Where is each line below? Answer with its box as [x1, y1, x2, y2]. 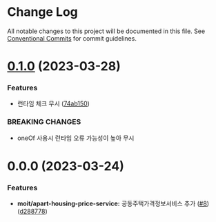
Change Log [7, 4, 78, 20]
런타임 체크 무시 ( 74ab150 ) [17, 99, 90, 108]
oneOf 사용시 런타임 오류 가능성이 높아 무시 [17, 134, 135, 142]
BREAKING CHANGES [7, 117, 81, 127]
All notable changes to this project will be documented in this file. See [7, 27, 206, 35]
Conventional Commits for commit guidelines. [7, 34, 137, 42]
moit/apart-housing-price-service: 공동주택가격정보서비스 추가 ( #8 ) [17, 199, 209, 208]
